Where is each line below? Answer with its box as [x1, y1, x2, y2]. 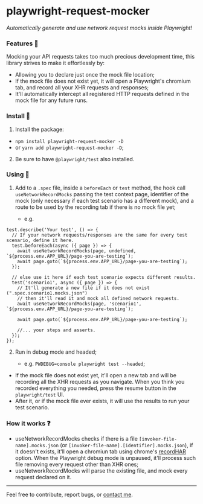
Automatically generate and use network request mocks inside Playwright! [6, 24, 192, 31]
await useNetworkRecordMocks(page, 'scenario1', [17, 301, 142, 307]
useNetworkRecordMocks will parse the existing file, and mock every [14, 467, 188, 474]
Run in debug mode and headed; [14, 348, 97, 356]
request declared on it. [14, 474, 72, 481]
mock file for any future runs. [14, 97, 88, 104]
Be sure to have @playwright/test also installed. [14, 155, 135, 162]
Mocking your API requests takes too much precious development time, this [6, 53, 195, 60]
